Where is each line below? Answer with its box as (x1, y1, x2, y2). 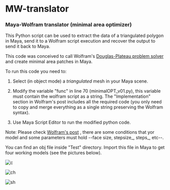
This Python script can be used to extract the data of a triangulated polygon (5, 32, 164, 39)
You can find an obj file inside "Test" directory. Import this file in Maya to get (5, 144, 165, 150)
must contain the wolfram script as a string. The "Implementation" (12, 93, 151, 99)
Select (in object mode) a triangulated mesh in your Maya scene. (12, 78, 149, 84)
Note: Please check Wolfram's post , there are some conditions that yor (5, 129, 155, 135)
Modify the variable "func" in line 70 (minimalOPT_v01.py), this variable (12, 88, 161, 94)
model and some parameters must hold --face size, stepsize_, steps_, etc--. (5, 135, 164, 141)
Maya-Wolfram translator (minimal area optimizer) (5, 21, 132, 28)
